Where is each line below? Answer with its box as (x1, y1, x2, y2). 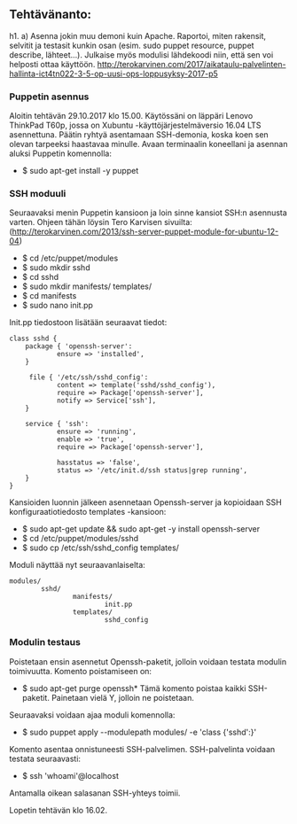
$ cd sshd (21, 272, 59, 283)
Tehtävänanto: (9, 7, 91, 22)
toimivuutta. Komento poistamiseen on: (9, 665, 152, 676)
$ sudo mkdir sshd (21, 262, 90, 273)
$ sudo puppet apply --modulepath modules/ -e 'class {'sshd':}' (21, 727, 257, 737)
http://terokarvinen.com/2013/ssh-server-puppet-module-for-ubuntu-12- (12, 226, 279, 237)
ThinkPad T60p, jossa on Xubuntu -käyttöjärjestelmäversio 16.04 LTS (9, 120, 262, 131)
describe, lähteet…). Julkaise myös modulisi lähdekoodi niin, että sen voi (9, 49, 274, 60)
